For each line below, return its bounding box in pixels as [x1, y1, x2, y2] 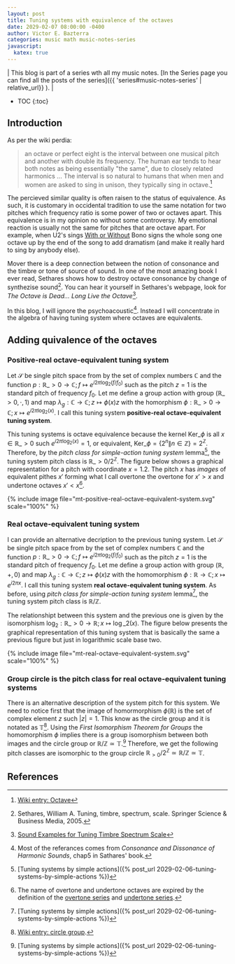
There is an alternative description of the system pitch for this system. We [7, 699, 220, 707]
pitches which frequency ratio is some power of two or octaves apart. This [7, 209, 222, 217]
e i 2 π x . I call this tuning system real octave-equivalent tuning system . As [7, 580, 217, 589]
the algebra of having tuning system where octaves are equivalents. [7, 314, 203, 322]
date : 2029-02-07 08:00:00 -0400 [7, 23, 105, 30]
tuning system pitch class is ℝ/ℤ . [7, 597, 101, 606]
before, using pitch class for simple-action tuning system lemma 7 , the [7, 588, 208, 598]
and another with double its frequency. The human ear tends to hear [24, 157, 222, 165]
